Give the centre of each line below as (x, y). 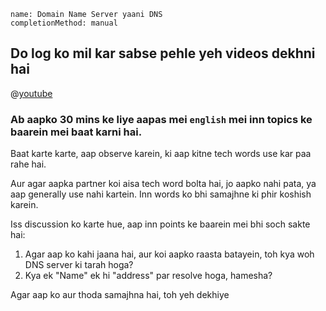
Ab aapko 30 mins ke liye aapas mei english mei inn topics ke (161, 119)
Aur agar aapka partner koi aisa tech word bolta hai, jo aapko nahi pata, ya (163, 184)
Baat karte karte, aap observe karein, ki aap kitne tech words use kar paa (161, 154)
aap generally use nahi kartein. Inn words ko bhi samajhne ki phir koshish (161, 194)
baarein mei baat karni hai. (76, 132)
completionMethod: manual (64, 23)
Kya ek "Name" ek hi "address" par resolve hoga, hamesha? (148, 276)
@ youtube (31, 93)
